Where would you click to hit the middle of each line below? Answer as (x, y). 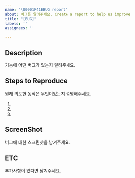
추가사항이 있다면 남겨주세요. (33, 171)
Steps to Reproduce (36, 81)
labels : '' (16, 24)
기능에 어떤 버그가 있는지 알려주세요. (40, 65)
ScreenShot (24, 130)
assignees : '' (20, 28)
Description (24, 53)
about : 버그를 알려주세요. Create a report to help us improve (68, 14)
